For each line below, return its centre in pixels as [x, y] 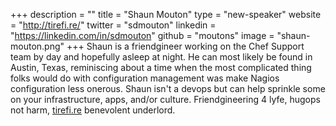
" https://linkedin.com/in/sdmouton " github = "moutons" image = [142, 35]
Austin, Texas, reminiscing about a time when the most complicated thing [161, 67]
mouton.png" [37, 46]
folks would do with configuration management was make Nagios [145, 78]
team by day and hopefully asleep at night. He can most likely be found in [161, 57]
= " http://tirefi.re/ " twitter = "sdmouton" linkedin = [113, 25]
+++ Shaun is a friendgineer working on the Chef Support [185, 46]
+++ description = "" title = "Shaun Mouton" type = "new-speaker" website [166, 14]
